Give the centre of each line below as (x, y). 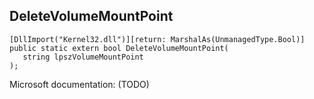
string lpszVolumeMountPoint (83, 57)
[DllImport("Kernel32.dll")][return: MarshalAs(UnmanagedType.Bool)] (157, 39)
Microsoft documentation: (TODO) (79, 84)
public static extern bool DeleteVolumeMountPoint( (119, 48)
